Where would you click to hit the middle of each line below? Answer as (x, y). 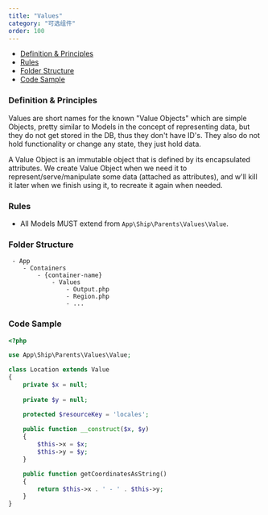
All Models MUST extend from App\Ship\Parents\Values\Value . (124, 224)
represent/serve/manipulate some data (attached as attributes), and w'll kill (133, 176)
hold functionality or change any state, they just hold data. (105, 144)
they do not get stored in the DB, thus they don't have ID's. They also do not (134, 135)
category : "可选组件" (42, 23)
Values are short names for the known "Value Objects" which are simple (128, 118)
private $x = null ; (56, 385)
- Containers (45, 268)
